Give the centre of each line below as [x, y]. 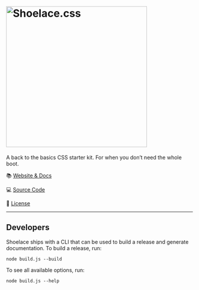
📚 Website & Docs [29, 176]
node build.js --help [33, 281]
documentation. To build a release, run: [54, 248]
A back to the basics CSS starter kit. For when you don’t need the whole [94, 157]
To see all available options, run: [45, 270]
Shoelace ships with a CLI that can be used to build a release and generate [97, 242]
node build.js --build [34, 259]
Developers [28, 227]
